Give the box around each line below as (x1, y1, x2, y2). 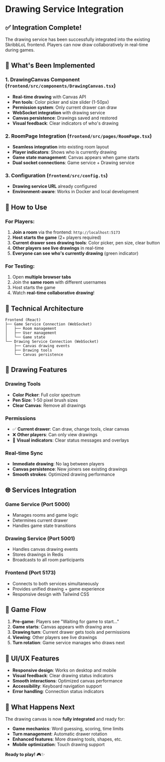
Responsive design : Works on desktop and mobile (12, 667, 117, 674)
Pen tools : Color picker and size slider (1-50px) (12, 99, 109, 105)
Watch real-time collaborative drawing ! (12, 290, 95, 296)
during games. (5, 47, 35, 53)
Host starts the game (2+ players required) (12, 234, 102, 240)
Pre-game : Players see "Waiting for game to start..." (12, 618, 119, 624)
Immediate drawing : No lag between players (12, 461, 104, 467)
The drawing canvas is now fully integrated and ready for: (5, 716, 125, 722)
